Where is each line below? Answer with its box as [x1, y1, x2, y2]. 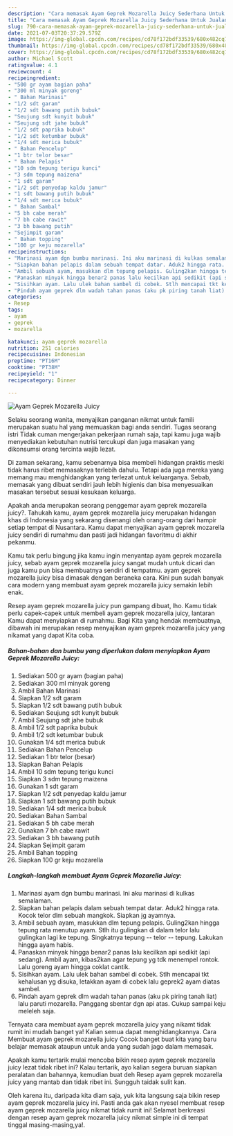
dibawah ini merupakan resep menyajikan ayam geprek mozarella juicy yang [8, 623, 225, 632]
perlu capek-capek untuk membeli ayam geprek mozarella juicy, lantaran [8, 609, 215, 617]
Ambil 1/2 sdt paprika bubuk [17, 723, 98, 731]
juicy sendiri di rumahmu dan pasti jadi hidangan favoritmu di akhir [8, 531, 197, 539]
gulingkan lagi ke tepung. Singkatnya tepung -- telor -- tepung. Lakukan [17, 933, 223, 941]
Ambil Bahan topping [17, 848, 78, 856]
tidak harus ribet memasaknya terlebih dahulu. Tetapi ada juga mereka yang [8, 465, 224, 474]
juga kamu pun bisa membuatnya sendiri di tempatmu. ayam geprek [8, 566, 201, 574]
